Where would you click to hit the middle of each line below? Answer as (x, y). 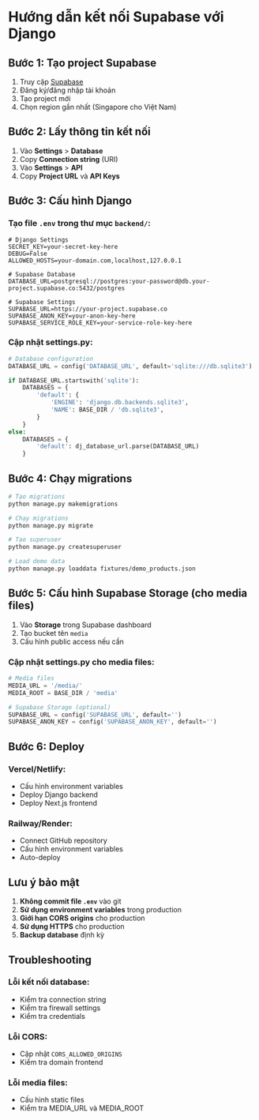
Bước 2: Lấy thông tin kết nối (80, 132)
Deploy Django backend (59, 795)
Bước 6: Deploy (47, 746)
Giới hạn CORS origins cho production (82, 918)
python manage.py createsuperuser (65, 547)
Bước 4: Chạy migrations (70, 478)
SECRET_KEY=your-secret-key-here (63, 246)
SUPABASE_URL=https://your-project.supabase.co (88, 309)
